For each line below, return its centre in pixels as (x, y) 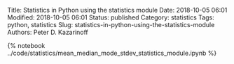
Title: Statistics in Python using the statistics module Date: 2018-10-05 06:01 (117, 10)
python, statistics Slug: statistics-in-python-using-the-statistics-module (111, 25)
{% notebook (26, 46)
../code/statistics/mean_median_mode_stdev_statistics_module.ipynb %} (112, 53)
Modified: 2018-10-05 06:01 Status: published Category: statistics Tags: (111, 17)
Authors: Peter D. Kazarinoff (48, 32)
